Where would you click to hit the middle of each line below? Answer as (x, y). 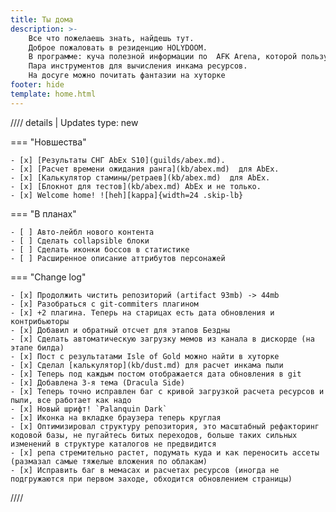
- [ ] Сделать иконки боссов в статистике (100, 249)
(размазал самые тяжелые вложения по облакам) (109, 461)
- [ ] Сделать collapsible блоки (80, 241)
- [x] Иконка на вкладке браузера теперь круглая (116, 417)
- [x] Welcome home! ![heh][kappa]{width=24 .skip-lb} (127, 195)
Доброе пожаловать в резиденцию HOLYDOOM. (118, 47)
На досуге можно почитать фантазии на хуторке (127, 76)
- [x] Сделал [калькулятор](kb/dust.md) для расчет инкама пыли (147, 365)
